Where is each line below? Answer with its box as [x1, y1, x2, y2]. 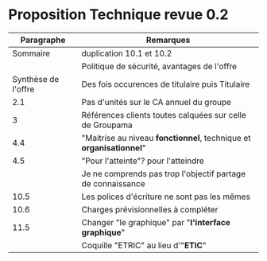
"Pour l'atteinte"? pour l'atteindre [81, 155, 204, 166]
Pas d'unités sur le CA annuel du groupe [81, 96, 232, 107]
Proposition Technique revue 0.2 [8, 6, 229, 24]
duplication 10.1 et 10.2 [81, 48, 172, 59]
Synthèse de [12, 73, 60, 84]
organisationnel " [81, 142, 146, 153]
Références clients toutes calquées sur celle [81, 109, 246, 120]
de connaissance [81, 177, 145, 189]
